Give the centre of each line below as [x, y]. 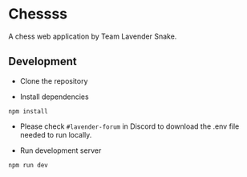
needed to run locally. [56, 134]
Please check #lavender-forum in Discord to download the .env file [130, 126]
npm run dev [28, 165]
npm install [28, 111]
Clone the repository [54, 80]
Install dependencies [55, 97]
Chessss [38, 14]
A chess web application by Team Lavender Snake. [93, 36]
